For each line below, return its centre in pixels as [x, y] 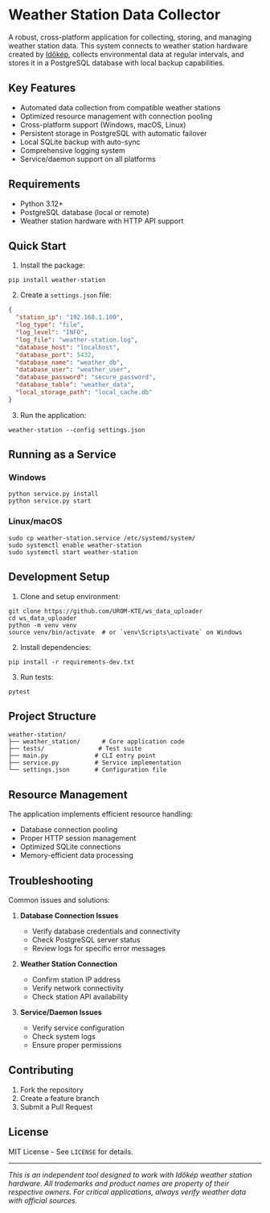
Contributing [41, 1070]
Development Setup [59, 577]
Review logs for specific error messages [99, 948]
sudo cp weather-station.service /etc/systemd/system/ [102, 538]
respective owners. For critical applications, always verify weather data [127, 1192]
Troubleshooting [51, 881]
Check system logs [64, 1036]
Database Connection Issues [69, 915]
